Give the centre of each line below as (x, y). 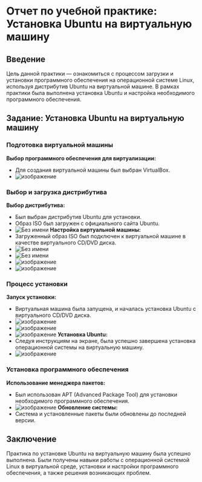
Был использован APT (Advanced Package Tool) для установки (96, 394)
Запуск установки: (31, 297)
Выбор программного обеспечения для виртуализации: (81, 158)
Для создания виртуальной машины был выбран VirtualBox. (93, 170)
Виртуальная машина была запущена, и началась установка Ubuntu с (106, 309)
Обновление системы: (88, 407)
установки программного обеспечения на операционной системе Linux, (100, 80)
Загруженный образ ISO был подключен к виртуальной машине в (100, 236)
